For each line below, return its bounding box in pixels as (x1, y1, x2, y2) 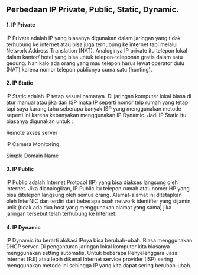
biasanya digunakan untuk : (6, 118, 73, 125)
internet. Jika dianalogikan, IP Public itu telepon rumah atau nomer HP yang (6, 185, 190, 192)
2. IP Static (6, 79, 34, 86)
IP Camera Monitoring (6, 140, 60, 147)
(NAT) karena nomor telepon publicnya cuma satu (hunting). (6, 66, 152, 73)
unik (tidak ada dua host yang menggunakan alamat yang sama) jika (6, 204, 172, 211)
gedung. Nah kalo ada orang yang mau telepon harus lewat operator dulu (6, 59, 184, 67)
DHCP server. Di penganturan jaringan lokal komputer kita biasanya (6, 243, 170, 250)
